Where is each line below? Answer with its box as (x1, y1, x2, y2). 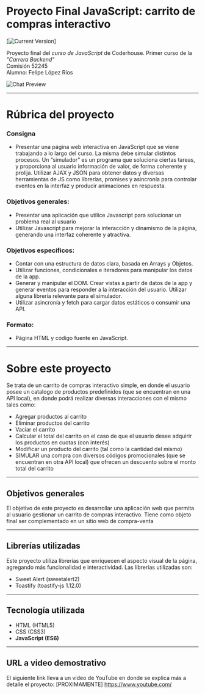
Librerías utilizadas (6, 541, 81, 551)
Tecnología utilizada (6, 605, 85, 616)
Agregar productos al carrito (15, 413, 87, 421)
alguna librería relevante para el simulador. (15, 292, 123, 300)
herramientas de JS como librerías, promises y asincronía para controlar (15, 176, 197, 183)
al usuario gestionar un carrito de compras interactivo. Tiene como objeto (6, 511, 192, 518)
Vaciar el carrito (15, 426, 56, 433)
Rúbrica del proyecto (6, 108, 115, 121)
